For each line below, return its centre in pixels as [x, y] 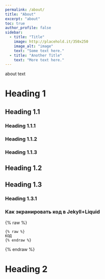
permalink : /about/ [25, 10]
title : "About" [21, 14]
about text [15, 74]
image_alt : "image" [34, 46]
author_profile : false [28, 28]
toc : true [15, 23]
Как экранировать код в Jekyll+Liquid [52, 212]
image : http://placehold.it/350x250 [51, 42]
